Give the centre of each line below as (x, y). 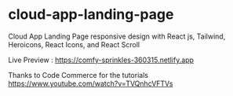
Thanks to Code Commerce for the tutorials (78, 75)
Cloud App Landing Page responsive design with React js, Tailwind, (117, 36)
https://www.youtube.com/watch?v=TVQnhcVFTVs (91, 83)
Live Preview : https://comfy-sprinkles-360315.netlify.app (101, 60)
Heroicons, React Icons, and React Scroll (74, 44)
